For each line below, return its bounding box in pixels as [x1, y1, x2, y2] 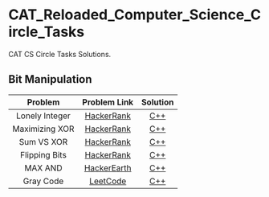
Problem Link [82, 96, 134, 108]
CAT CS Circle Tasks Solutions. [8, 49, 112, 59]
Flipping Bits [19, 149, 67, 160]
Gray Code [22, 175, 64, 187]
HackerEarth [84, 162, 132, 174]
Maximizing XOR [12, 123, 75, 134]
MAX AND [23, 162, 63, 174]
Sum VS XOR [18, 136, 68, 147]
